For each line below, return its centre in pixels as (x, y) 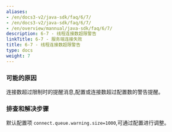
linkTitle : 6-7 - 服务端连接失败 (44, 39)
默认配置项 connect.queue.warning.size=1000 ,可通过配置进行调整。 (88, 123)
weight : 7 (18, 56)
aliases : (17, 12)
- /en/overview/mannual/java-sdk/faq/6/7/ (59, 28)
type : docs (20, 51)
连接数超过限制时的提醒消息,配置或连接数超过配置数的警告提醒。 (85, 92)
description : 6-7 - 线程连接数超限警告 (51, 34)
